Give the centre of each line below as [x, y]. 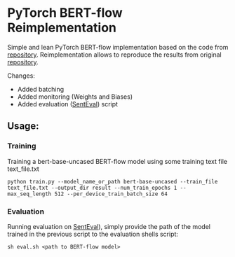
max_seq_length [29, 194]
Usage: [23, 126]
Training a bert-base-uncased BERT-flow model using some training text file [117, 161]
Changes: [21, 76]
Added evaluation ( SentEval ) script [67, 104]
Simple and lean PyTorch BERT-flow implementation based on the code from [118, 47]
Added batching [41, 89]
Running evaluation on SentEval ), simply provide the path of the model [109, 226]
